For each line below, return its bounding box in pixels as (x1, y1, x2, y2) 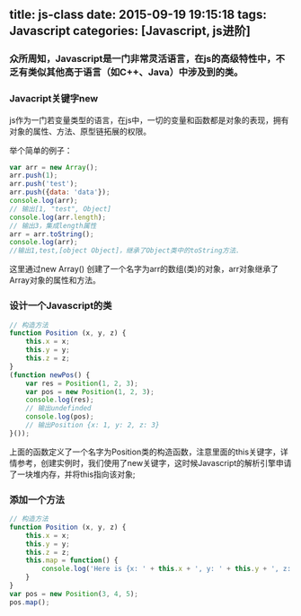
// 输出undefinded (25, 404, 92, 413)
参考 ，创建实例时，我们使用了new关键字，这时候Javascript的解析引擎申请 (16, 457, 292, 468)
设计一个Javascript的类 (9, 300, 112, 312)
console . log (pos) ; (25, 412, 94, 421)
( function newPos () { (9, 370, 91, 380)
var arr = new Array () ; (9, 163, 99, 172)
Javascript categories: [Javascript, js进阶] (9, 23, 252, 39)
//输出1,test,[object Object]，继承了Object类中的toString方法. (9, 246, 240, 255)
